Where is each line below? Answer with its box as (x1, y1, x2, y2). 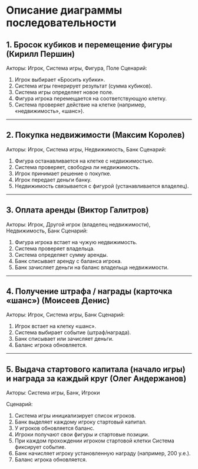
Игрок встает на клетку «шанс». (14, 323, 96, 330)
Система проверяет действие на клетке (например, (14, 101, 146, 108)
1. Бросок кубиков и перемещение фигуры (6, 40, 173, 50)
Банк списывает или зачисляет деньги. (14, 335, 114, 342)
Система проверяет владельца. (14, 245, 95, 252)
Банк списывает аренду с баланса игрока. (14, 257, 122, 264)
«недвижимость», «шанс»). (14, 108, 84, 114)
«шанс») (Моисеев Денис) (6, 296, 110, 306)
